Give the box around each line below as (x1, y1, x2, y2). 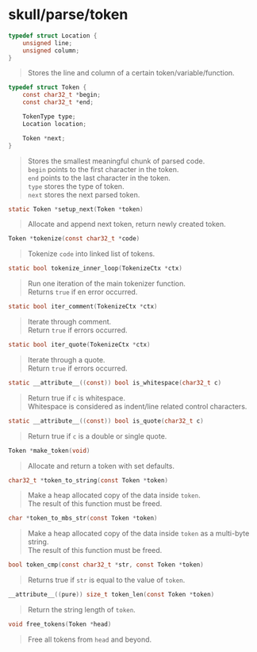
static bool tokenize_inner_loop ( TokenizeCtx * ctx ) (8, 264, 182, 273)
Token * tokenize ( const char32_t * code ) (8, 235, 140, 243)
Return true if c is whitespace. (27, 393, 125, 402)
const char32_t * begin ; (22, 91, 102, 99)
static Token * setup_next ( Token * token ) (8, 205, 144, 213)
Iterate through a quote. (27, 355, 105, 364)
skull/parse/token (8, 6, 128, 24)
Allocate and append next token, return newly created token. (27, 220, 226, 229)
